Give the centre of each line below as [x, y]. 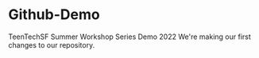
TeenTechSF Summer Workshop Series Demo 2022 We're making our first [130, 37]
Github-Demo [54, 15]
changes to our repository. [52, 44]
